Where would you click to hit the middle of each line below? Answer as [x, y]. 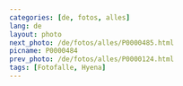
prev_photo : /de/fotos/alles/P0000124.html [92, 59]
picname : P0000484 [44, 51]
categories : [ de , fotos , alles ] [70, 17]
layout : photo [36, 34]
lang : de [26, 26]
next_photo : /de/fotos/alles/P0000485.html [92, 43]
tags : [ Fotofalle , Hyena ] [57, 68]
